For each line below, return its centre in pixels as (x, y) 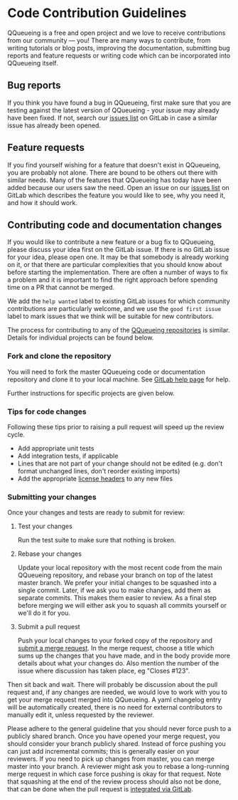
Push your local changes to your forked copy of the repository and (115, 641)
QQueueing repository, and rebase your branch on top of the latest (115, 575)
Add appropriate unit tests (56, 448)
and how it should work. (43, 202)
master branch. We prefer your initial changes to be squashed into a (117, 583)
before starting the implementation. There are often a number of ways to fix (118, 273)
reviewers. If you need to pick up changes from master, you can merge (111, 759)
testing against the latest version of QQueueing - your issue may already (113, 110)
